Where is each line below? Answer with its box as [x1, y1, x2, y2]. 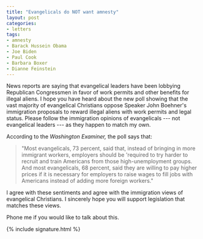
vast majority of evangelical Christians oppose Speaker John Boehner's [6, 102, 187, 109]
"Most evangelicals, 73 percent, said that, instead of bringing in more [21, 144, 196, 152]
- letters [6, 26, 32, 32]
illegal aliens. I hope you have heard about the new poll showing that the [6, 95, 188, 102]
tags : [6, 32, 20, 38]
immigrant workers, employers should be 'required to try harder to [21, 151, 188, 159]
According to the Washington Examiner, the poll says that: [6, 133, 153, 140]
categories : [6, 20, 37, 26]
